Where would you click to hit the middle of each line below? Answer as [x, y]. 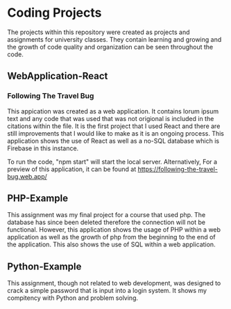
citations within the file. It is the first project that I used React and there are [114, 126]
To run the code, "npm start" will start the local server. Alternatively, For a [112, 161]
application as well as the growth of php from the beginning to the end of [112, 237]
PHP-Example [37, 199]
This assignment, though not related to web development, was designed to [114, 283]
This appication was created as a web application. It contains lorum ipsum [113, 111]
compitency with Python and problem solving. [73, 298]
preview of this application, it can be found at [72, 169]
